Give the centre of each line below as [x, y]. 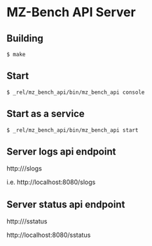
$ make [16, 54]
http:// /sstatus [27, 221]
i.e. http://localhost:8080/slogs [51, 182]
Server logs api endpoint [61, 152]
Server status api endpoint [66, 204]
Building [25, 38]
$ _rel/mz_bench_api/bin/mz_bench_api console [76, 92]
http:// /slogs [25, 168]
